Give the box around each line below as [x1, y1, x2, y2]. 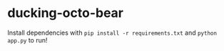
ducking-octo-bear [7, 5, 123, 21]
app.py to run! [7, 35, 48, 44]
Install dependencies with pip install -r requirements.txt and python [7, 28, 218, 37]
